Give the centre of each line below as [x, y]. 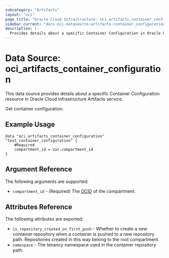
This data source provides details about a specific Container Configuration [82, 93]
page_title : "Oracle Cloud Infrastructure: [52, 19]
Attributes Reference [39, 207]
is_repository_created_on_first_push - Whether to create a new [80, 229]
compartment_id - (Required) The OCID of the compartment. [74, 191]
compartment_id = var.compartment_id [54, 149]
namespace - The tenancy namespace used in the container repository [84, 245]
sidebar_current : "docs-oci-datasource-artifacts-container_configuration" [86, 24]
